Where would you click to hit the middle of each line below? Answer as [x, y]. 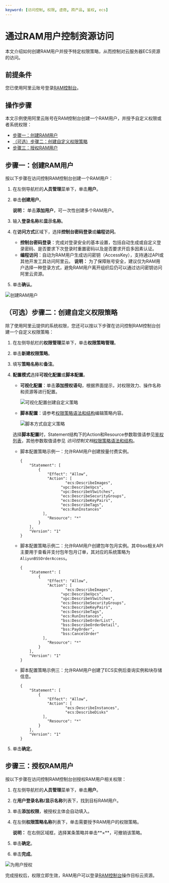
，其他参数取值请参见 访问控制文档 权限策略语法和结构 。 [79, 440]
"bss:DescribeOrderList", [88, 621]
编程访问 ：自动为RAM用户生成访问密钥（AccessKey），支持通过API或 [92, 255]
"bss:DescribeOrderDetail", [90, 625]
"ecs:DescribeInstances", [92, 708]
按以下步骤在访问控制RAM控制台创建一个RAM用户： [59, 178]
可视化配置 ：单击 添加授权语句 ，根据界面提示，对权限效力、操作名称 [91, 385]
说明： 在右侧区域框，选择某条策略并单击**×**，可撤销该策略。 [78, 832]
